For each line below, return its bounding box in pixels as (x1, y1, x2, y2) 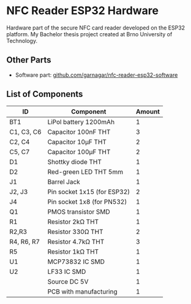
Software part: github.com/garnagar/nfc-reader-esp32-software (15, 71, 178, 79)
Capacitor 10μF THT (47, 138, 107, 146)
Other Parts (6, 55, 51, 65)
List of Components (6, 89, 83, 99)
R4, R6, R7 (9, 237, 40, 246)
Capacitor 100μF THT (47, 147, 111, 156)
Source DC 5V (47, 277, 89, 286)
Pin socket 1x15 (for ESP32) (47, 187, 130, 196)
